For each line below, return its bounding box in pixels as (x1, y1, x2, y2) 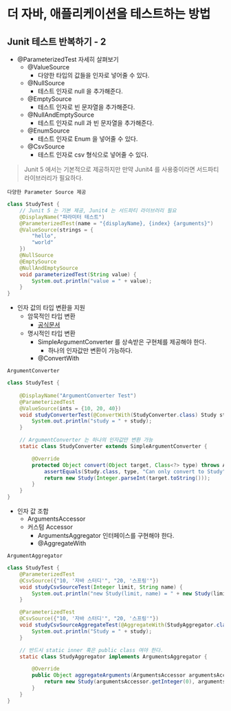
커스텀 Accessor (27, 523, 74, 531)
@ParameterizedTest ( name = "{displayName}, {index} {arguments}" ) (19, 220, 214, 227)
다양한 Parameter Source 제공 (7, 189, 87, 196)
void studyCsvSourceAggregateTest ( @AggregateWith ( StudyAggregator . (19, 622, 217, 629)
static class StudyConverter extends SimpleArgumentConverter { (19, 443, 208, 450)
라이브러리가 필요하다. (23, 174, 84, 182)
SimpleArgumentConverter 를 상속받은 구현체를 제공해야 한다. (37, 338, 207, 346)
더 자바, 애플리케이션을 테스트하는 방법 (7, 6, 211, 22)
